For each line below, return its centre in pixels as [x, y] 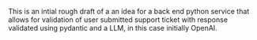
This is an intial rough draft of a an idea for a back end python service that [129, 11]
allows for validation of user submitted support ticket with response [118, 20]
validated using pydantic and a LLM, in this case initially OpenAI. [113, 28]
